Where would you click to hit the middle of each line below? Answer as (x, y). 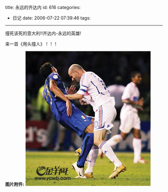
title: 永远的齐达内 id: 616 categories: (43, 7)
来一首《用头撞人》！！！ (31, 44)
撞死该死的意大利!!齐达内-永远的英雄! (43, 33)
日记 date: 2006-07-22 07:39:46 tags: (51, 18)
